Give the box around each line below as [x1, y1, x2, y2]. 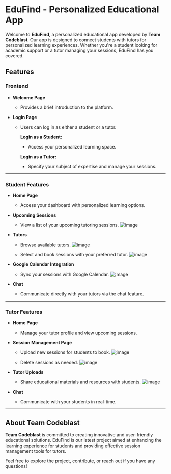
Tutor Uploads [12, 369, 44, 375]
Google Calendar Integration [12, 261, 74, 268]
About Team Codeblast [5, 418, 80, 427]
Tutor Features [5, 308, 43, 315]
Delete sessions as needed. [20, 360, 78, 366]
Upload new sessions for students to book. [20, 349, 110, 355]
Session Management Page [12, 340, 72, 346]
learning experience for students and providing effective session [5, 442, 141, 449]
